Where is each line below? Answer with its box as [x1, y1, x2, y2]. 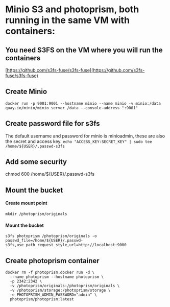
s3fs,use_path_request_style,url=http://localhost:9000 [5, 243, 127, 248]
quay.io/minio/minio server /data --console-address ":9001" [5, 105, 138, 110]
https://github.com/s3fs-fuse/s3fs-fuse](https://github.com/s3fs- [7, 67, 145, 73]
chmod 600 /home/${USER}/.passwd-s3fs [5, 171, 95, 177]
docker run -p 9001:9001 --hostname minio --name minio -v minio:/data [5, 101, 161, 106]
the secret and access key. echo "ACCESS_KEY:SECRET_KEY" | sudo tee [5, 138, 152, 144]
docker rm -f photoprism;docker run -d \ [5, 270, 95, 275]
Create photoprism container [5, 256, 100, 265]
